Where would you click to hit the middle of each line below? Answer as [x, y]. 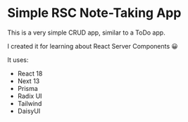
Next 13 [29, 81]
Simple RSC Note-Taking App [94, 13]
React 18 [30, 73]
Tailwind [30, 103]
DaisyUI [29, 111]
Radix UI [30, 96]
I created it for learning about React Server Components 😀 [93, 46]
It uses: [18, 60]
